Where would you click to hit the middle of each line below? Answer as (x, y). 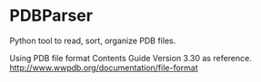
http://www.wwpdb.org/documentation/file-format (104, 68)
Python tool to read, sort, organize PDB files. (93, 41)
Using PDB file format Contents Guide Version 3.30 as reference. (130, 58)
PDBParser (51, 16)
